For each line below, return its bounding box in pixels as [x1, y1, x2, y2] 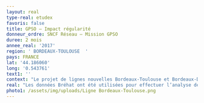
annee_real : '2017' [6, 43, 56, 49]
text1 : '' [6, 71, 32, 77]
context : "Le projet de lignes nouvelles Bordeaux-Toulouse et [6, 76, 170, 82]
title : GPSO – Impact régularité [6, 25, 91, 32]
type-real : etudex [6, 15, 53, 21]
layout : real [6, 8, 39, 15]
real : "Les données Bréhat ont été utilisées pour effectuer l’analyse [6, 82, 191, 88]
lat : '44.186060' [6, 59, 50, 65]
